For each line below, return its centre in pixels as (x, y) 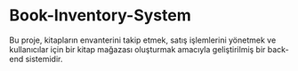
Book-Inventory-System (100, 16)
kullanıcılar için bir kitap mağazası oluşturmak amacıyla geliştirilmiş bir (137, 49)
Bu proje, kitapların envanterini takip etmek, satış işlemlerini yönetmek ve (143, 40)
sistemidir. (44, 59)
